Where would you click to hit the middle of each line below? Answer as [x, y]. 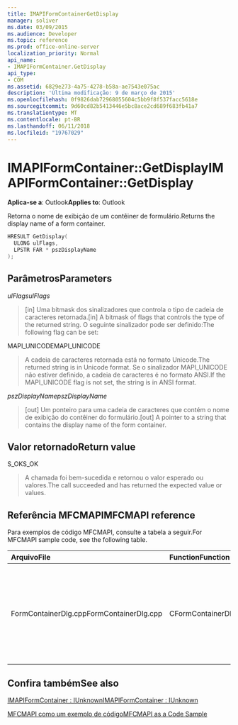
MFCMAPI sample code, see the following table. [77, 540]
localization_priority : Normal [53, 54]
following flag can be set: [62, 332]
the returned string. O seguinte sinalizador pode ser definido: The [119, 324]
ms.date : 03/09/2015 [38, 27]
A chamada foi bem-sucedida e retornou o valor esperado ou [114, 478]
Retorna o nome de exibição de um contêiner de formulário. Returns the [111, 216]
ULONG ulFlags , [36, 243]
